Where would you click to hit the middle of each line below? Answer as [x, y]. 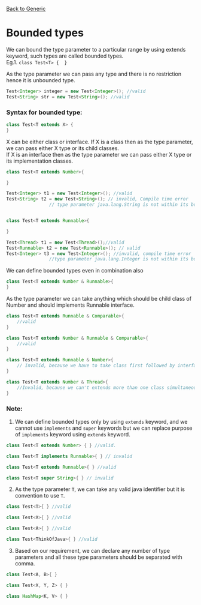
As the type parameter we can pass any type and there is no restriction [94, 74]
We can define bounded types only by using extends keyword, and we [101, 421]
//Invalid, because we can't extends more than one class [91, 387]
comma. [25, 563]
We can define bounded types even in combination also [75, 271]
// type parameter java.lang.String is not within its [118, 205]
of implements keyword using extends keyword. [72, 434]
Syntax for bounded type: [44, 112]
